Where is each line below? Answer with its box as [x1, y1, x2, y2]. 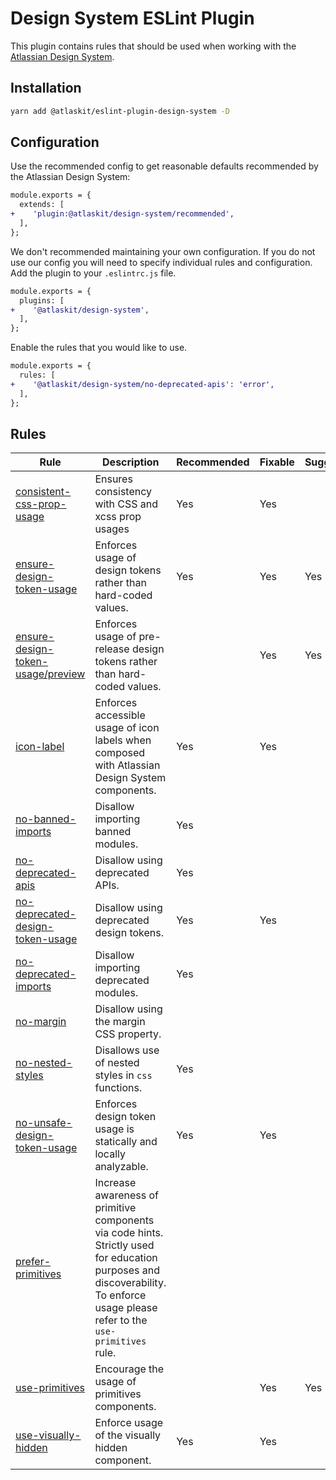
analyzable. [94, 1160, 149, 1174]
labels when [94, 733, 152, 747]
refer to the [94, 1313, 148, 1327]
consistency [94, 485, 153, 499]
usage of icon [94, 721, 160, 735]
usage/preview [15, 667, 86, 681]
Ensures [94, 472, 133, 486]
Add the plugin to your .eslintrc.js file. [10, 267, 177, 279]
